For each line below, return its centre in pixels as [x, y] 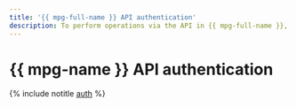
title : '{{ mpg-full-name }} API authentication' [103, 17]
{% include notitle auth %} [58, 94]
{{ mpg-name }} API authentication [141, 69]
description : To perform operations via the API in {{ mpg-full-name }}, [149, 26]
